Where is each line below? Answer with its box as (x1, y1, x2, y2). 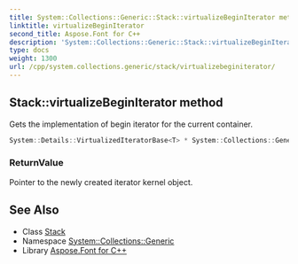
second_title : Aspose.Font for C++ (9, 29, 141, 38)
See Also (9, 203, 59, 218)
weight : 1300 (9, 54, 58, 63)
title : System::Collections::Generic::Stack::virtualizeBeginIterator (9, 12, 276, 22)
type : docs (9, 46, 50, 55)
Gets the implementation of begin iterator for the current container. (9, 119, 254, 129)
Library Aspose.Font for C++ (21, 245, 127, 255)
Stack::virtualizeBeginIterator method (9, 95, 223, 111)
